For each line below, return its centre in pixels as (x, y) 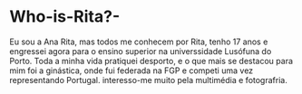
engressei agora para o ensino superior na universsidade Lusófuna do (141, 51)
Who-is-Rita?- (65, 17)
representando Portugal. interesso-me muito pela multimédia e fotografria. (148, 80)
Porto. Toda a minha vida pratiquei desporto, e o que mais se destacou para (151, 61)
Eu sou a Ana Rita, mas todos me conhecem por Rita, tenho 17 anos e (139, 42)
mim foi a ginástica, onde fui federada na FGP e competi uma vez (132, 70)
